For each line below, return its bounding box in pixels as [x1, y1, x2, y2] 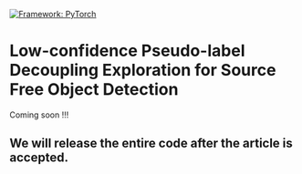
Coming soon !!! [9, 109, 69, 120]
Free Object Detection [9, 79, 179, 100]
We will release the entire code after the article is [9, 136, 294, 151]
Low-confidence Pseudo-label [9, 41, 245, 61]
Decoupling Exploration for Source [9, 60, 276, 81]
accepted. [9, 150, 68, 166]
